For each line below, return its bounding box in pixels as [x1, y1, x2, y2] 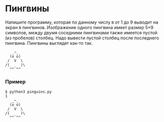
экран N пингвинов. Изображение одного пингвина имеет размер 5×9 [5, 24, 154, 30]
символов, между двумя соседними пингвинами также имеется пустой [5, 30, 158, 35]
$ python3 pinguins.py [5, 90, 52, 94]
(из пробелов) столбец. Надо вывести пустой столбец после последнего [5, 35, 160, 41]
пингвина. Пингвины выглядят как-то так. [5, 40, 93, 46]
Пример [5, 78, 26, 85]
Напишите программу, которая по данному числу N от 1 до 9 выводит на [5, 19, 159, 25]
